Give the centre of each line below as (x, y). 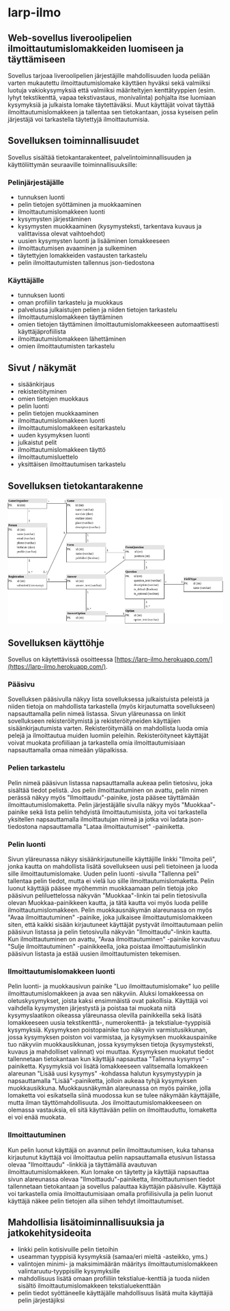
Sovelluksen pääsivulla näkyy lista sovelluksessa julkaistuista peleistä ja (109, 699)
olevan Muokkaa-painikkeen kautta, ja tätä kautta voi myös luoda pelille (108, 903)
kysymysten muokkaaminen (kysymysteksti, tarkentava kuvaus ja (110, 227)
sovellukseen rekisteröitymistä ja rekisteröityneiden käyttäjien (94, 721)
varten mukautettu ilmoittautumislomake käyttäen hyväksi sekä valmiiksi (109, 83)
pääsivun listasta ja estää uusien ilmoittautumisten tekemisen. (95, 954)
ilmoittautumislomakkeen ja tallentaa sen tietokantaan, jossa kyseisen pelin (113, 112)
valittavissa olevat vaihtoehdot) (61, 233)
